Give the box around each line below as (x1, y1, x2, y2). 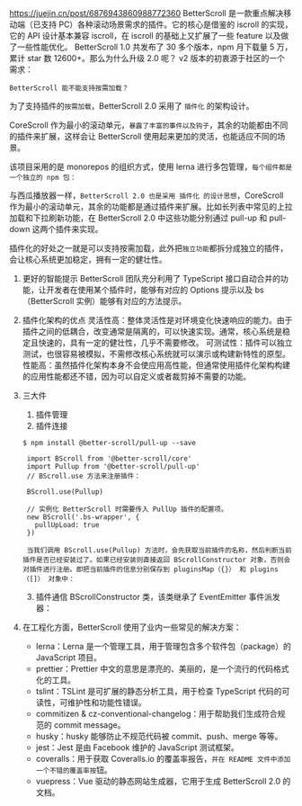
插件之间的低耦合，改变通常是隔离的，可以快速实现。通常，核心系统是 (22, 327, 283, 336)
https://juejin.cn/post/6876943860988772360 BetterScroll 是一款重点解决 (9, 8, 284, 18)
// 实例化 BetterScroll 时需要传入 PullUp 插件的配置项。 (26, 505, 228, 514)
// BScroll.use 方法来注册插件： (26, 471, 141, 480)
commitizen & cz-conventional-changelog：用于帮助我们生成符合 (35, 709, 279, 719)
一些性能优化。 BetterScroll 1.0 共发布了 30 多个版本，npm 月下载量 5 (16, 41, 275, 52)
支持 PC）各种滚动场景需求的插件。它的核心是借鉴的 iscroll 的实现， (40, 19, 293, 30)
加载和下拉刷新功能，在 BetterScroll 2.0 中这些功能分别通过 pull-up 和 (9, 212, 268, 223)
